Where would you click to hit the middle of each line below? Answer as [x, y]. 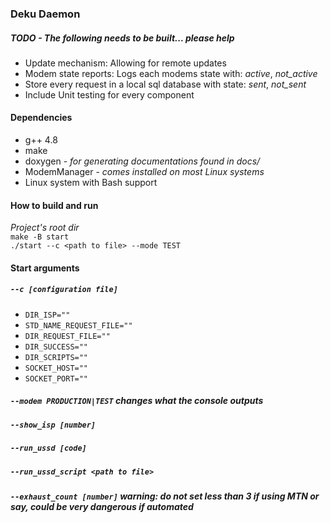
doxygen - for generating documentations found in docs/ [142, 161]
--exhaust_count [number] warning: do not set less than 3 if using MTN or [165, 496]
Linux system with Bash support [91, 183]
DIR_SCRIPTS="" [56, 357]
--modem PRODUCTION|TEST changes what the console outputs [137, 401]
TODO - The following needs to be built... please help [122, 38]
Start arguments [45, 268]
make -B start [40, 237]
